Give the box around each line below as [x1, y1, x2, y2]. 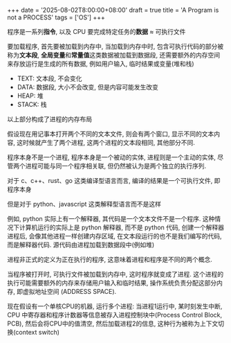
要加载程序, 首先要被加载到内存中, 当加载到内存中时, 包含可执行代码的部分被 [7, 42, 223, 51]
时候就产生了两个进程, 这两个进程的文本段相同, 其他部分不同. [22, 139, 195, 146]
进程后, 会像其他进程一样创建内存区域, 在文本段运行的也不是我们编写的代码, [7, 232, 222, 240]
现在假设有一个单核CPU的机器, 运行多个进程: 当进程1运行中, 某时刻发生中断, [7, 302, 223, 310]
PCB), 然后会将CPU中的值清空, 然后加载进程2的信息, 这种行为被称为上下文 [7, 319, 219, 328]
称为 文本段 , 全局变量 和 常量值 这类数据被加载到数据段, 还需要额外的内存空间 [7, 51, 220, 59]
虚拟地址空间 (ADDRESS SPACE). [22, 288, 117, 295]
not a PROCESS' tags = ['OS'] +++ [7, 13, 106, 21]
